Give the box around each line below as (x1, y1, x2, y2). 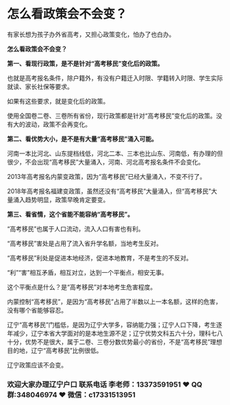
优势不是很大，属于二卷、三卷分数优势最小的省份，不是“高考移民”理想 (25, 337, 222, 346)
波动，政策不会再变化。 (25, 120, 91, 128)
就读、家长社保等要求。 (7, 82, 73, 90)
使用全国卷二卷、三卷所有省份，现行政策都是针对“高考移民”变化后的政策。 (7, 111, 217, 120)
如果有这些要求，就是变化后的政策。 (7, 97, 110, 105)
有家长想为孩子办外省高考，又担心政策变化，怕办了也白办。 (7, 30, 175, 38)
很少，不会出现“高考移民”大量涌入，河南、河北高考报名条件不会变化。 (7, 158, 205, 166)
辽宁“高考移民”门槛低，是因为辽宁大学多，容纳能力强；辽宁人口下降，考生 (7, 320, 217, 329)
